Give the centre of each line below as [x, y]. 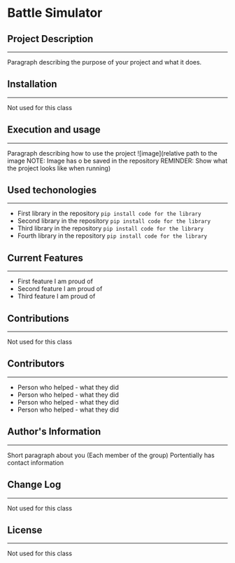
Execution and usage [54, 130]
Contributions [38, 318]
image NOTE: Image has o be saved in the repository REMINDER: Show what [117, 161]
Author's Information [54, 432]
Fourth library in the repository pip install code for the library [112, 236]
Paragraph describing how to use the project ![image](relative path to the [113, 153]
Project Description [50, 39]
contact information [36, 462]
